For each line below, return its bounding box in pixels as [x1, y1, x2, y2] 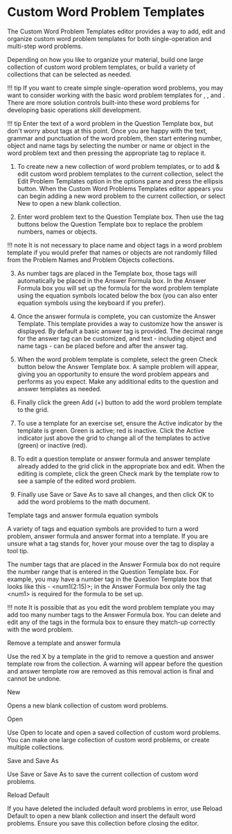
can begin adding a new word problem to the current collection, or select [17, 192, 226, 200]
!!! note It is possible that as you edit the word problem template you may [7, 603, 215, 612]
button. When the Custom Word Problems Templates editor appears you [17, 184, 224, 193]
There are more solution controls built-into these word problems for [7, 98, 199, 106]
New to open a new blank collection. [17, 199, 121, 207]
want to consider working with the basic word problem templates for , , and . [7, 91, 225, 99]
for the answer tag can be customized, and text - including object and [17, 334, 217, 343]
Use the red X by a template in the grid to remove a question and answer [7, 652, 215, 660]
